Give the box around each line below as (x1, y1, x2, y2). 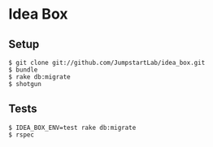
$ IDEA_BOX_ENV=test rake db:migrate (8, 123, 137, 132)
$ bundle (8, 66, 38, 74)
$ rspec (8, 131, 35, 139)
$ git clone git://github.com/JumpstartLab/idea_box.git (8, 58, 206, 67)
